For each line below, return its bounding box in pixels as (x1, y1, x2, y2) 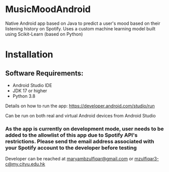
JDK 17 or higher (12, 88, 47, 94)
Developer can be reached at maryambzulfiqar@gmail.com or (5, 156, 134, 162)
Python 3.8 (12, 93, 35, 99)
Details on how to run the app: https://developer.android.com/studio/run (5, 103, 155, 109)
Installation (5, 49, 53, 60)
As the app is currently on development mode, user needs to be (5, 125, 164, 132)
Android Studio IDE (12, 82, 52, 88)
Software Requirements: (5, 69, 84, 77)
